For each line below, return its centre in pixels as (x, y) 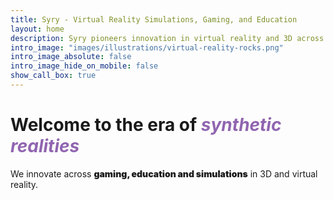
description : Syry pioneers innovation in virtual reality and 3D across (167, 38)
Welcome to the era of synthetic (146, 125)
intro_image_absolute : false (71, 57)
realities (45, 146)
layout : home (37, 29)
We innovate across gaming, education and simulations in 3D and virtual (164, 173)
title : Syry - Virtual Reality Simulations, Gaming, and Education (154, 19)
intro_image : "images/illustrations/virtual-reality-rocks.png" (147, 47)
